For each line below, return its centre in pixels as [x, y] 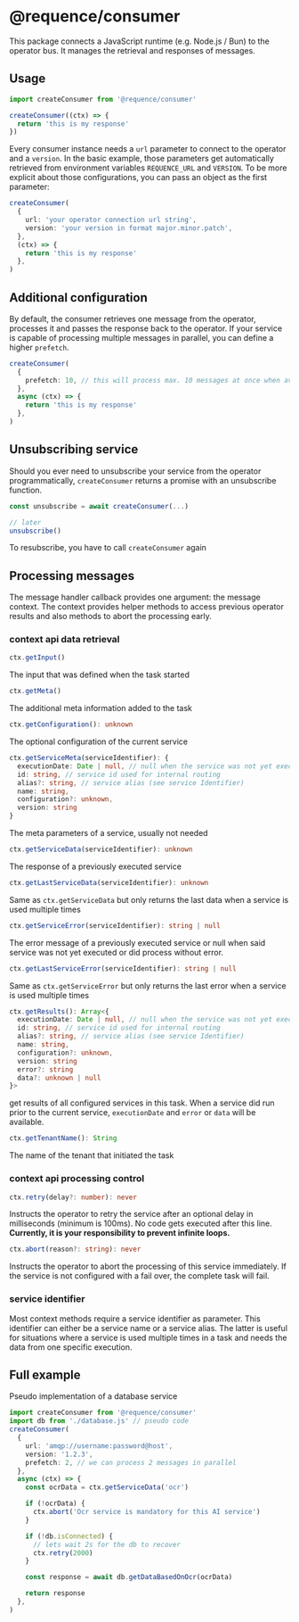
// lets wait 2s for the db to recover [106, 1544]
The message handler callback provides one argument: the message [135, 597]
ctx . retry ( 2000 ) [63, 1553]
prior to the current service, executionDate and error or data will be [133, 1113]
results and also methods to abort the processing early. [110, 617]
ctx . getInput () [37, 658]
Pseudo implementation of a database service [93, 1396]
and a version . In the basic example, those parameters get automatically [141, 159]
